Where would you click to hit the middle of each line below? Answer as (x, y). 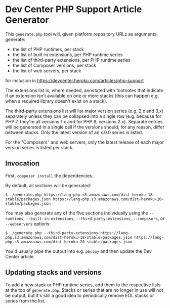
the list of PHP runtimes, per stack (48, 49)
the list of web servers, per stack (47, 71)
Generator (27, 20)
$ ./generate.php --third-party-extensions (52, 233)
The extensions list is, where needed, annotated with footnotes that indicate (84, 90)
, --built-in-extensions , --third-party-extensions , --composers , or (94, 218)
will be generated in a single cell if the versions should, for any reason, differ (85, 127)
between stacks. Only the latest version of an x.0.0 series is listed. (74, 132)
